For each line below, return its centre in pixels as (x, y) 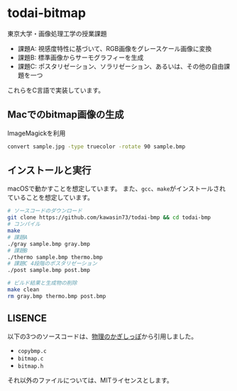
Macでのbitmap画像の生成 (66, 115)
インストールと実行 (49, 170)
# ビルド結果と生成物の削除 (43, 283)
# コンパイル (24, 225)
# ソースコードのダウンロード (45, 211)
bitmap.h (31, 366)
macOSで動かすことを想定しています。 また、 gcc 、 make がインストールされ (116, 188)
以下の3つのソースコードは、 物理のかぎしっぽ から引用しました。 (102, 336)
